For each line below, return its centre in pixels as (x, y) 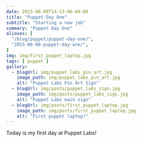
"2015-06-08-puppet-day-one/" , (50, 45)
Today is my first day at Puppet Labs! (51, 133)
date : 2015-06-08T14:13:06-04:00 (47, 12)
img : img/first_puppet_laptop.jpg (49, 56)
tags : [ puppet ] (28, 61)
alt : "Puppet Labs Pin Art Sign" (58, 83)
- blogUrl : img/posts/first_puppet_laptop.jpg (70, 105)
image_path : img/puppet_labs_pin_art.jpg (68, 78)
